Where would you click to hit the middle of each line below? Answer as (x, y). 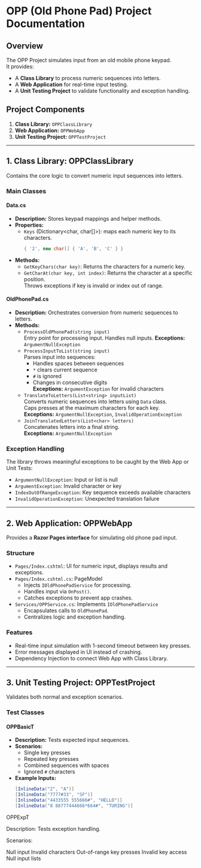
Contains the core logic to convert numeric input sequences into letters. (95, 175)
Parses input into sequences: (60, 357)
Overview (25, 46)
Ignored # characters (49, 772)
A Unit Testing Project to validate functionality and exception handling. (102, 91)
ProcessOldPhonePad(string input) (67, 332)
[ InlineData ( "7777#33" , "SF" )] (54, 795)
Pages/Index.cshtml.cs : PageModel (59, 579)
